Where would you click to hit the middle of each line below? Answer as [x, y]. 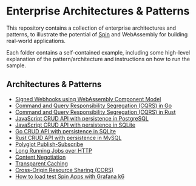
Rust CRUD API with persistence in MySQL [68, 138]
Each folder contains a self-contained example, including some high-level [98, 52]
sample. [16, 65]
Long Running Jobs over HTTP [53, 150]
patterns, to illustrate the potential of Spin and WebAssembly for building [97, 34]
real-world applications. [36, 41]
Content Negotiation [40, 157]
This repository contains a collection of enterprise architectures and [91, 28]
